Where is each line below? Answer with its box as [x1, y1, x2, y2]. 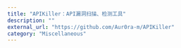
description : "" [7, 17, 55, 24]
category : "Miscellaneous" [7, 30, 87, 37]
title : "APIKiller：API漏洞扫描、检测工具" [7, 10, 127, 18]
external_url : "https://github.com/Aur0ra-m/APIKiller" [7, 23, 175, 30]
